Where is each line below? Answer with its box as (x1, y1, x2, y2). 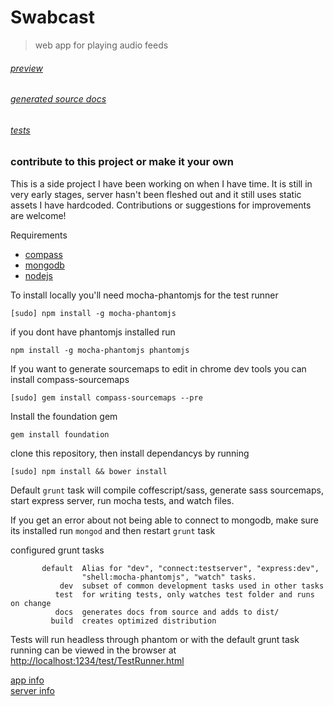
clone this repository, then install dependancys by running (10, 447, 250, 459)
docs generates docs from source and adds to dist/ (54, 607, 280, 617)
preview (10, 62, 43, 74)
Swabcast (10, 6, 95, 29)
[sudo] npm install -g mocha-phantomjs (10, 308, 177, 318)
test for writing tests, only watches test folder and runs (54, 589, 315, 600)
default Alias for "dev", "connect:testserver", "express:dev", (41, 563, 320, 573)
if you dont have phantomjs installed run (10, 326, 176, 338)
